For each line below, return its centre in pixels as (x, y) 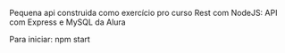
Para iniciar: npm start (50, 39)
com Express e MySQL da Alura (68, 22)
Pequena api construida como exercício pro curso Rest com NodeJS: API (143, 13)
